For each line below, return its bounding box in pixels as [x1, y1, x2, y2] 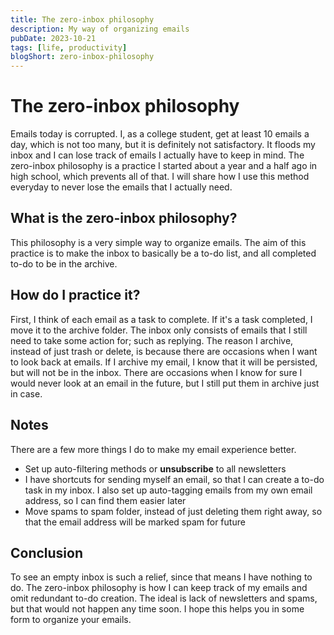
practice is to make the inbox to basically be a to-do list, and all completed [10, 247, 317, 259]
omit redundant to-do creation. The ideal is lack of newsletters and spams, [10, 592, 318, 605]
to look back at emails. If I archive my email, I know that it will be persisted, [10, 356, 318, 368]
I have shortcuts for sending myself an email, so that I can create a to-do [24, 473, 325, 485]
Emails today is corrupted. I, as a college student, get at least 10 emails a [10, 128, 310, 140]
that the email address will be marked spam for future [24, 516, 246, 528]
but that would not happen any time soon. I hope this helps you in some [10, 603, 305, 615]
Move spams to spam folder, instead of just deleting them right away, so [24, 505, 323, 517]
